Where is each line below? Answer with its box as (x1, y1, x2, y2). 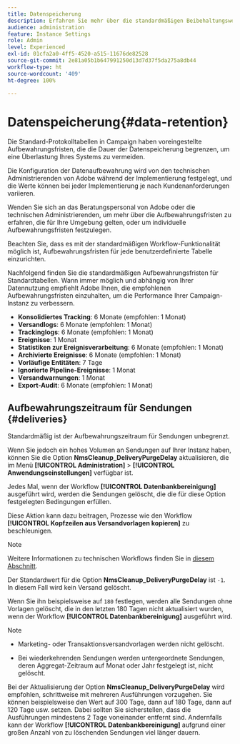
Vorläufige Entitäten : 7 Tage (17, 358, 103, 367)
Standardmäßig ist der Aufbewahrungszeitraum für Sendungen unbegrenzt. (7, 432, 230, 441)
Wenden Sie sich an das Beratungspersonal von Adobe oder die (7, 203, 196, 211)
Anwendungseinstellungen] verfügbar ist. (7, 468, 134, 477)
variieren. (7, 189, 36, 198)
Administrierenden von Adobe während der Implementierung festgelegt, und (7, 174, 232, 183)
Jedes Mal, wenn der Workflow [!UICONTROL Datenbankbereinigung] (7, 483, 216, 491)
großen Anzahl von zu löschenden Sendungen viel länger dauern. (7, 728, 201, 737)
